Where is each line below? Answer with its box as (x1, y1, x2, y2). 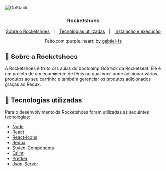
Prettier (12, 155, 28, 161)
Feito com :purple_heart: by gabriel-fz (44, 38, 122, 44)
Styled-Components (12, 145, 54, 151)
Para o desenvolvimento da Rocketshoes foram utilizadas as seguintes (5, 109, 149, 114)
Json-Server (12, 161, 38, 167)
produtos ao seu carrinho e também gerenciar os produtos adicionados (5, 76, 151, 82)
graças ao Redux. (5, 81, 41, 87)
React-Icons (12, 134, 38, 140)
